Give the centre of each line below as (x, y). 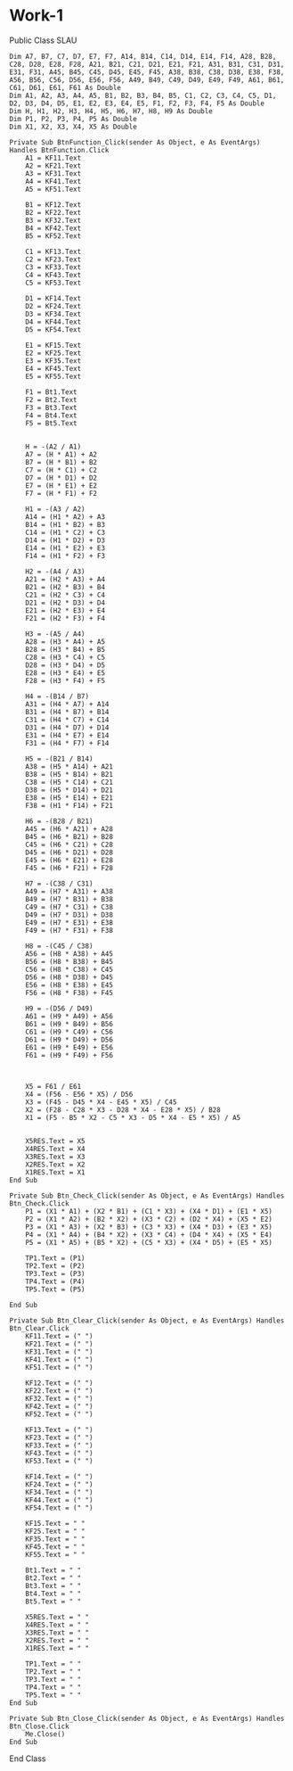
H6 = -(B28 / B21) (59, 821)
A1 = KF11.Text (53, 158)
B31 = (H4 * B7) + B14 (67, 712)
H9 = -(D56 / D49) (59, 1009)
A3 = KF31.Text (53, 173)
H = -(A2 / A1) (53, 447)
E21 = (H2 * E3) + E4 (65, 610)
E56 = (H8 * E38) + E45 (69, 985)
